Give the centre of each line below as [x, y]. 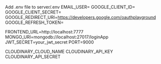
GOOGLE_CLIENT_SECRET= [33, 12]
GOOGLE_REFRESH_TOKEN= [34, 22]
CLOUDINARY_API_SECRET [33, 57]
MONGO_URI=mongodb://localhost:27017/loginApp [57, 37]
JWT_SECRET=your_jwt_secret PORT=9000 [50, 42]
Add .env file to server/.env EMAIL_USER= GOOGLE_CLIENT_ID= [70, 7]
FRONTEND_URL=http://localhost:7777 [44, 32]
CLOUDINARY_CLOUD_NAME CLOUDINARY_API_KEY [59, 51]
